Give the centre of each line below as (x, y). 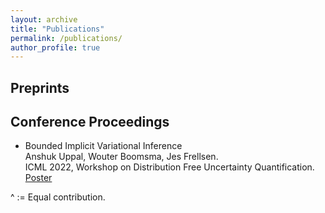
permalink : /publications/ (66, 38)
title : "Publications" (57, 29)
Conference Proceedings (90, 122)
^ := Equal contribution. (58, 197)
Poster (38, 178)
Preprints (40, 87)
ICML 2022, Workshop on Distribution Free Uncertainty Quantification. (169, 167)
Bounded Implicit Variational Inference (103, 146)
